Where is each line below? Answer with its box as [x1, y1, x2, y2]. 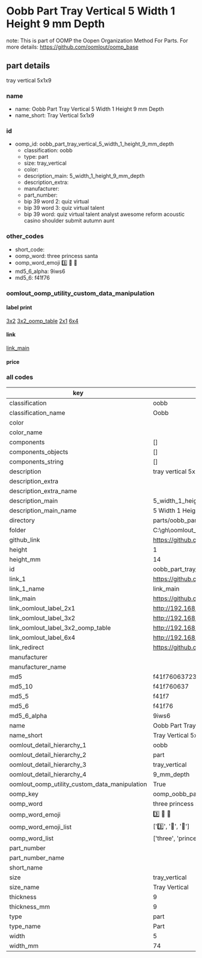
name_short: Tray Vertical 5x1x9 [14, 112, 94, 119]
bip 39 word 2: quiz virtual [23, 198, 89, 205]
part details [6, 61, 50, 71]
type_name [9, 922, 41, 930]
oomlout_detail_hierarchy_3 [9, 760, 87, 769]
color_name [9, 428, 43, 437]
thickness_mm [9, 902, 50, 910]
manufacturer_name [9, 663, 67, 671]
